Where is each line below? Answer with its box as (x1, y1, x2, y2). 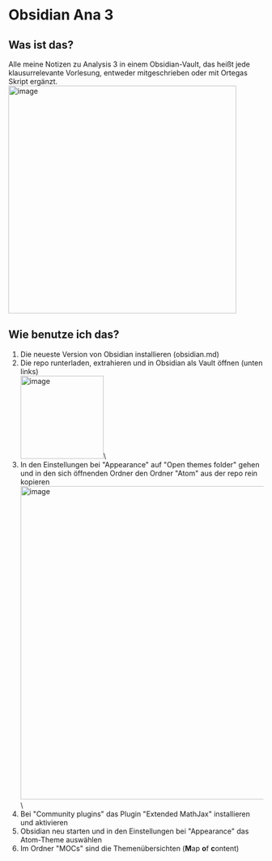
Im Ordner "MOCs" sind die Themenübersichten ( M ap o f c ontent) (19, 843, 240, 853)
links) (19, 366, 39, 376)
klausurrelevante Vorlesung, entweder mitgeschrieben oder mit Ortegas (8, 68, 249, 78)
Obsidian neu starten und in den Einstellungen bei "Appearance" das (19, 826, 249, 836)
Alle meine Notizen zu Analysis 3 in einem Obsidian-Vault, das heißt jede (8, 59, 251, 69)
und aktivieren (19, 817, 69, 827)
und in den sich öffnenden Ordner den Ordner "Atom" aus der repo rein (19, 468, 257, 478)
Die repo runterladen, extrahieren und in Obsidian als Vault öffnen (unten (19, 358, 263, 368)
